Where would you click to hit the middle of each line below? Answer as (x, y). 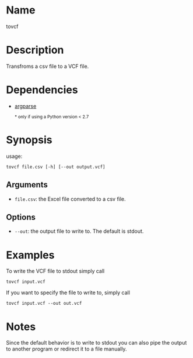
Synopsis (29, 140)
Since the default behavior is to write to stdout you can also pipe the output (96, 343)
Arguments (27, 185)
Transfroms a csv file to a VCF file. (48, 66)
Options (21, 217)
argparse (25, 106)
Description (35, 50)
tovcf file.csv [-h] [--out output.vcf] (56, 167)
